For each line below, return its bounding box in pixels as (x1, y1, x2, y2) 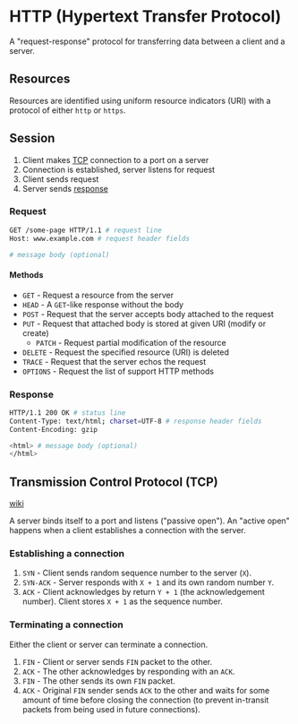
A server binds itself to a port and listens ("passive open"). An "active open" (9, 515, 291, 526)
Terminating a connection (9, 618, 123, 631)
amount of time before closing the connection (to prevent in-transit (21, 694, 269, 705)
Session (9, 131, 55, 146)
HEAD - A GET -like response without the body (21, 298, 184, 310)
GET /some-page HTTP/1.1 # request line (9, 226, 163, 235)
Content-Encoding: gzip (9, 425, 98, 434)
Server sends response (21, 183, 109, 194)
